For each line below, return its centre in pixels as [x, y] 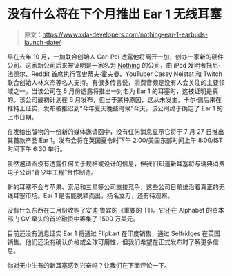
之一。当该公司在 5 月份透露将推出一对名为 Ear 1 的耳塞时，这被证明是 [113, 91]
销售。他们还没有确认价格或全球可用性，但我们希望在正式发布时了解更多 [110, 241]
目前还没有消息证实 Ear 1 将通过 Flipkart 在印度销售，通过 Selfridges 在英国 [114, 233]
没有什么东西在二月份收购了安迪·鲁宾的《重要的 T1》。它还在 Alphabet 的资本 [116, 210]
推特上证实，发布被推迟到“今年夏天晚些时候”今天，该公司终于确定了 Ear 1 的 [115, 108]
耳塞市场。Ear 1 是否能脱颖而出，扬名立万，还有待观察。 [93, 195]
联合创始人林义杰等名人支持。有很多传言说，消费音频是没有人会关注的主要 [113, 82]
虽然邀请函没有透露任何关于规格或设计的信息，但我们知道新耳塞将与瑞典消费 [116, 164]
